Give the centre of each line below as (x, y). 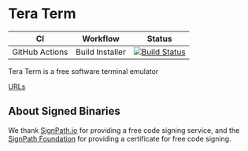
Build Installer (101, 52)
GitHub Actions (40, 52)
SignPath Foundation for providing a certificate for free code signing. (120, 138)
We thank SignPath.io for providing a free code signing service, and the (124, 130)
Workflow (101, 39)
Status (159, 39)
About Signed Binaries (64, 111)
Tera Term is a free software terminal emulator (83, 71)
